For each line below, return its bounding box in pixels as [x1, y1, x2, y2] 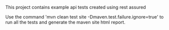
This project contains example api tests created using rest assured [5, 4, 146, 10]
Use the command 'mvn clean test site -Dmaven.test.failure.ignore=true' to [5, 14, 164, 19]
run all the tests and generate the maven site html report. [5, 19, 126, 25]
